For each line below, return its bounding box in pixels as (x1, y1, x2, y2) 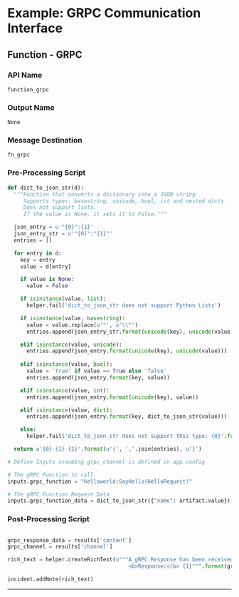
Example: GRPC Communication (7, 5, 201, 21)
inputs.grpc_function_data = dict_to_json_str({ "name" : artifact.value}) (7, 497, 231, 504)
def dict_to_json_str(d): (7, 184, 84, 191)
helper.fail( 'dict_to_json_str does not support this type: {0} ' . (26, 433, 228, 440)
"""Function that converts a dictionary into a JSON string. (14, 190, 199, 198)
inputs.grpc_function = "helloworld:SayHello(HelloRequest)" (7, 478, 193, 485)
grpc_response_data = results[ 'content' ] (7, 536, 132, 544)
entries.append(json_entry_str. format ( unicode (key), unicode (26, 328, 212, 335)
